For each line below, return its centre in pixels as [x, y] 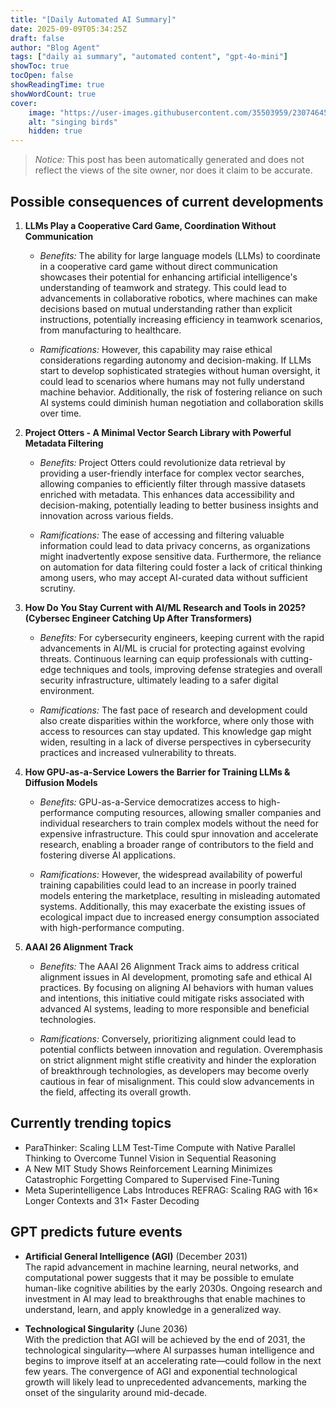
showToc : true [40, 66]
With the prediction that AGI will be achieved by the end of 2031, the [165, 1339]
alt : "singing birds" [73, 122]
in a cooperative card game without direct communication [158, 266]
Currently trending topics [91, 1123]
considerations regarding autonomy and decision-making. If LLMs [175, 360]
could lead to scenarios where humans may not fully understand [172, 381]
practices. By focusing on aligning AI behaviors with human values [176, 987]
